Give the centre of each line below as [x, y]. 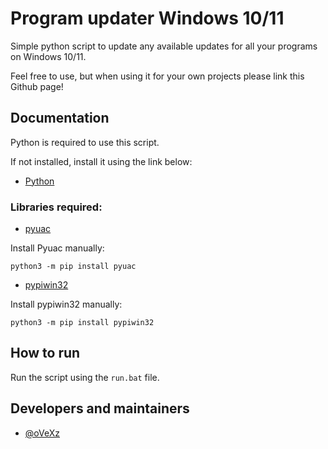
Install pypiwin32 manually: [66, 304]
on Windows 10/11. [48, 56]
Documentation [60, 118]
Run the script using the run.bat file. [85, 377]
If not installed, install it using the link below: [101, 161]
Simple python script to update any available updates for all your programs [164, 46]
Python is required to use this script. [85, 142]
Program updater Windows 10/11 [147, 18]
